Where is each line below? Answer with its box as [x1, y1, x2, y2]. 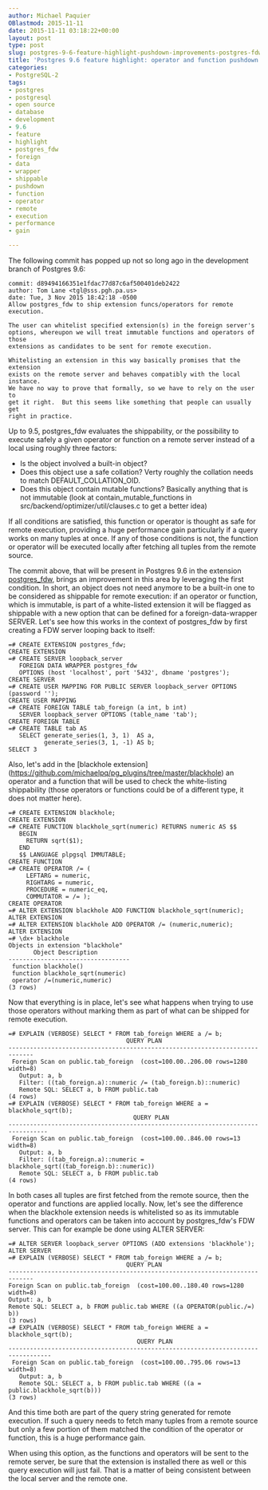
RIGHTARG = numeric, [26, 879, 94, 887]
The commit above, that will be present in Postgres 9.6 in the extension [8, 566, 242, 575]
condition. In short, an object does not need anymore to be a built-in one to [8, 583, 255, 592]
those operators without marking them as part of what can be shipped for [8, 1006, 250, 1015]
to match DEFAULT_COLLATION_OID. [19, 476, 141, 485]
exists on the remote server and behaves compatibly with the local [8, 370, 241, 378]
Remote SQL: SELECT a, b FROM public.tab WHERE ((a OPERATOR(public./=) [8, 1302, 255, 1310]
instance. [8, 377, 41, 385]
